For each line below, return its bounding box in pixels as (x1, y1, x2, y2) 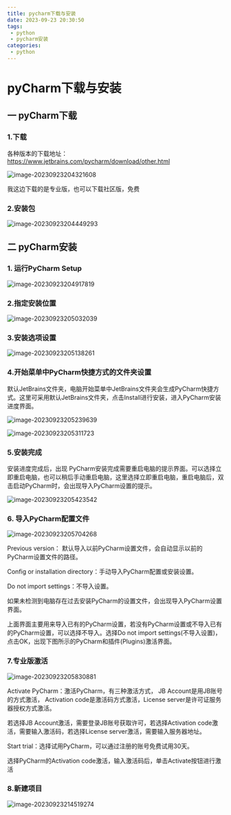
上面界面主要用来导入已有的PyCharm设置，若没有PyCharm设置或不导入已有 (7, 620, 222, 628)
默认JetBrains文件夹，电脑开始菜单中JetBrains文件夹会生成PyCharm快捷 (7, 384, 214, 393)
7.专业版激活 (7, 656, 48, 666)
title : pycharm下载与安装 (7, 10, 76, 17)
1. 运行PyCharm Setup (7, 263, 82, 273)
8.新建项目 (7, 784, 43, 794)
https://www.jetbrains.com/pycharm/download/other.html (7, 157, 170, 165)
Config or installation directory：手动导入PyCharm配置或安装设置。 (7, 567, 198, 576)
